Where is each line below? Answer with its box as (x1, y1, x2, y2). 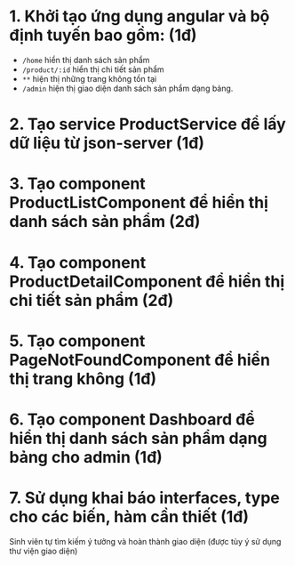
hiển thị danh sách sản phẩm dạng (9, 428, 268, 448)
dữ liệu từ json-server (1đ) (9, 133, 205, 153)
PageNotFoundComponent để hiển (9, 350, 271, 370)
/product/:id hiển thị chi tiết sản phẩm (21, 64, 164, 75)
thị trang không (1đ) (9, 368, 157, 389)
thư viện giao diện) (9, 545, 78, 556)
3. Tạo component (9, 174, 147, 194)
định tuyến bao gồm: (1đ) (9, 25, 197, 45)
